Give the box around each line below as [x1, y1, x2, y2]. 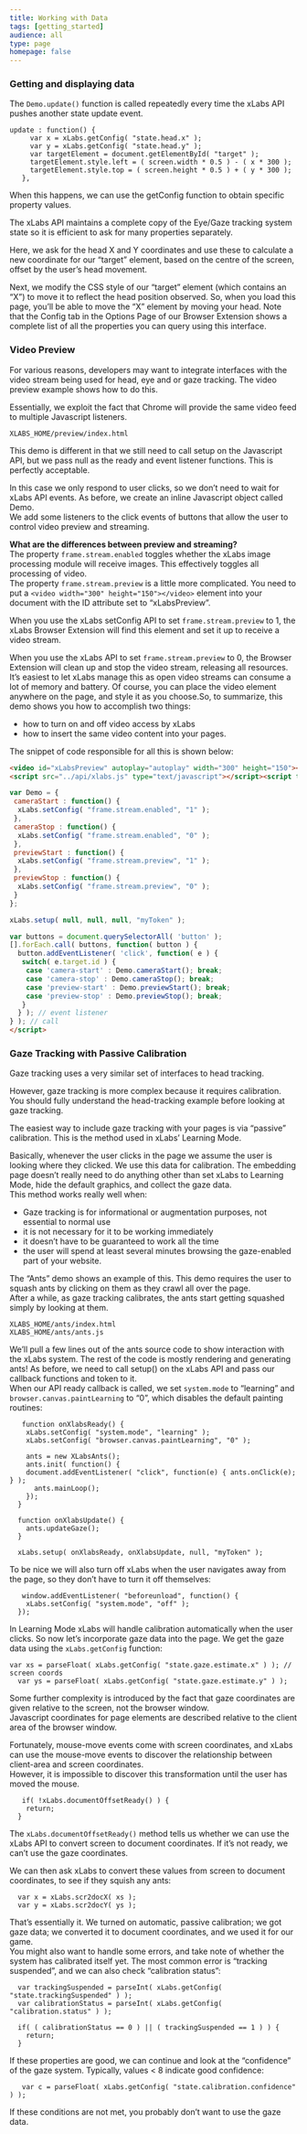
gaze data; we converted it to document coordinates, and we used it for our [9, 1926, 294, 1937]
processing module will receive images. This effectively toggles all [9, 558, 259, 569]
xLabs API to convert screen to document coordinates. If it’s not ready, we [9, 1838, 289, 1849]
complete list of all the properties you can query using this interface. [9, 321, 267, 332]
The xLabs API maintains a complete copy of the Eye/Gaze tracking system [9, 217, 292, 229]
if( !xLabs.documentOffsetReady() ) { [21, 1796, 170, 1806]
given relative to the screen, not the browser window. [9, 1702, 210, 1713]
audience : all [9, 30, 64, 39]
